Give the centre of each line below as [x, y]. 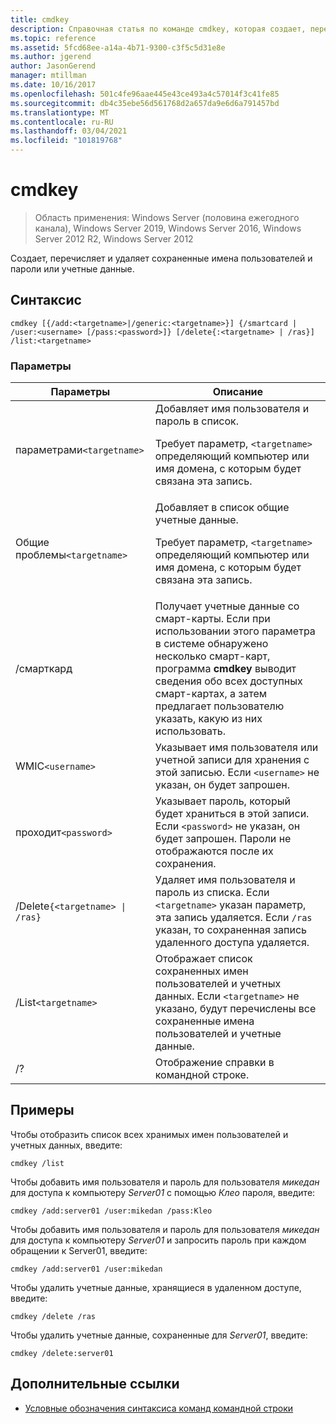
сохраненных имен [201, 971]
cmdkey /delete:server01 [62, 1353]
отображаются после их [214, 851]
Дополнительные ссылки [95, 1384]
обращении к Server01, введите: [79, 1250]
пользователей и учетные [218, 1034]
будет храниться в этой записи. [232, 814]
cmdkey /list [37, 1163]
